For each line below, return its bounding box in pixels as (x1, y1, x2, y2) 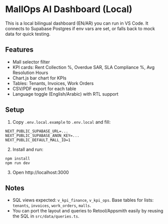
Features (5, 45, 34, 54)
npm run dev (5, 160, 30, 166)
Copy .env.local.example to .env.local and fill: (12, 119, 111, 125)
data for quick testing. (5, 31, 51, 37)
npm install (5, 156, 30, 161)
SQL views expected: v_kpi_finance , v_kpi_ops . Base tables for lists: (12, 197, 154, 203)
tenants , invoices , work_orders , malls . (12, 202, 91, 208)
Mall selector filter (12, 59, 50, 65)
